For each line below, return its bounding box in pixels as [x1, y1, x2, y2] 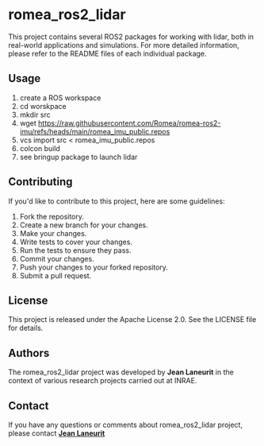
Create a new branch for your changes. [19, 220, 148, 230]
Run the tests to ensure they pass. [19, 245, 132, 255]
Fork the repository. [19, 211, 85, 221]
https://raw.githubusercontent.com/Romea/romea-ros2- [38, 118, 221, 128]
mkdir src [19, 110, 52, 119]
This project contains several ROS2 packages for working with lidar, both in [8, 32, 254, 41]
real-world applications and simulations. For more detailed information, [8, 40, 239, 49]
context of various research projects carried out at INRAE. [8, 376, 197, 386]
